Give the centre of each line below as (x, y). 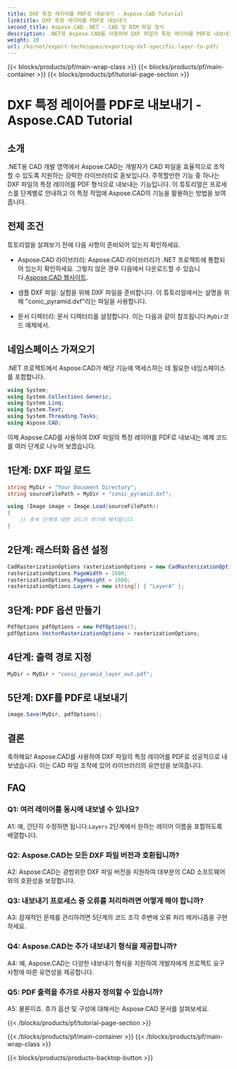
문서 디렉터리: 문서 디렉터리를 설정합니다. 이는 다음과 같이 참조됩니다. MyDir (120, 316)
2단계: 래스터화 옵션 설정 (58, 550)
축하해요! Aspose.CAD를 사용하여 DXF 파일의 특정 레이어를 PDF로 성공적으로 (114, 756)
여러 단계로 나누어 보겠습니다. (55, 446)
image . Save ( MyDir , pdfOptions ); (55, 714)
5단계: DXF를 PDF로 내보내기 (68, 698)
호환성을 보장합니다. (48, 880)
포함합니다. (30, 377)
